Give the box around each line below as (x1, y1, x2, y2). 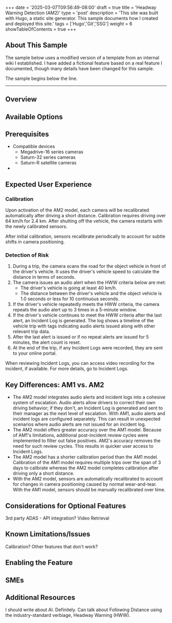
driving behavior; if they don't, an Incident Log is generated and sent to (12, 405, 163, 411)
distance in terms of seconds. (12, 274, 76, 280)
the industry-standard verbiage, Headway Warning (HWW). (5, 612, 131, 618)
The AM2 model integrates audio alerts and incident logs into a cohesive (12, 394, 166, 400)
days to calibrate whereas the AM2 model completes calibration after (12, 465, 159, 471)
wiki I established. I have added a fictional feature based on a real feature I (5, 60, 162, 66)
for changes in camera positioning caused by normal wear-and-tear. (12, 481, 157, 487)
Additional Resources (5, 593, 75, 601)
